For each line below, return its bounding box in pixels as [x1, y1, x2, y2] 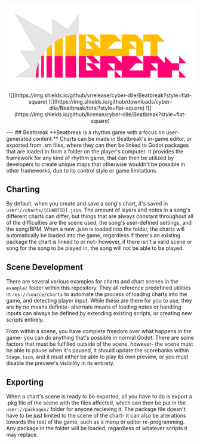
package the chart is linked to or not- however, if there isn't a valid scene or [6, 238, 192, 246]
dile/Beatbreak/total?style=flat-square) [49, 104, 145, 111]
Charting [6, 184, 40, 194]
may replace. [6, 431, 38, 439]
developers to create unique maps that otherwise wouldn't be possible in [6, 161, 186, 168]
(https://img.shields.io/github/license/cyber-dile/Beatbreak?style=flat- [14, 110, 187, 118]
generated [6, 135, 32, 142]
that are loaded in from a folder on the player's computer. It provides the [6, 147, 184, 155]
